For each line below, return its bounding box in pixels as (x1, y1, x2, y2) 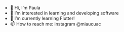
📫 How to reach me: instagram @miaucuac (10, 21, 101, 27)
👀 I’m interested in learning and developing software (10, 10, 119, 16)
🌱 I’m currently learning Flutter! (10, 15, 75, 21)
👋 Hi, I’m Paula (10, 5, 40, 10)
